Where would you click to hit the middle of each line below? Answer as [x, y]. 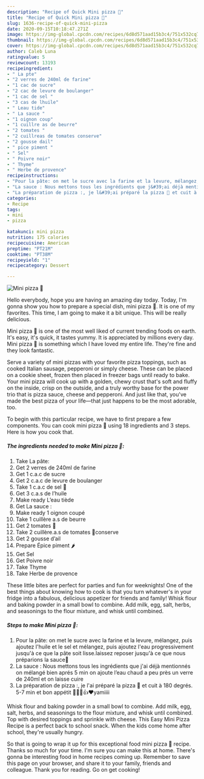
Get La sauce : [34, 506]
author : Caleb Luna [31, 52]
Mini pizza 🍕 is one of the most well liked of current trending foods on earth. [102, 331]
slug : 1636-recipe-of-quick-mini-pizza [57, 23]
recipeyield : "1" [29, 260]
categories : [22, 198]
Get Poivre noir [34, 561]
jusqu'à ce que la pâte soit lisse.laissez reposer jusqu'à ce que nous [100, 653]
